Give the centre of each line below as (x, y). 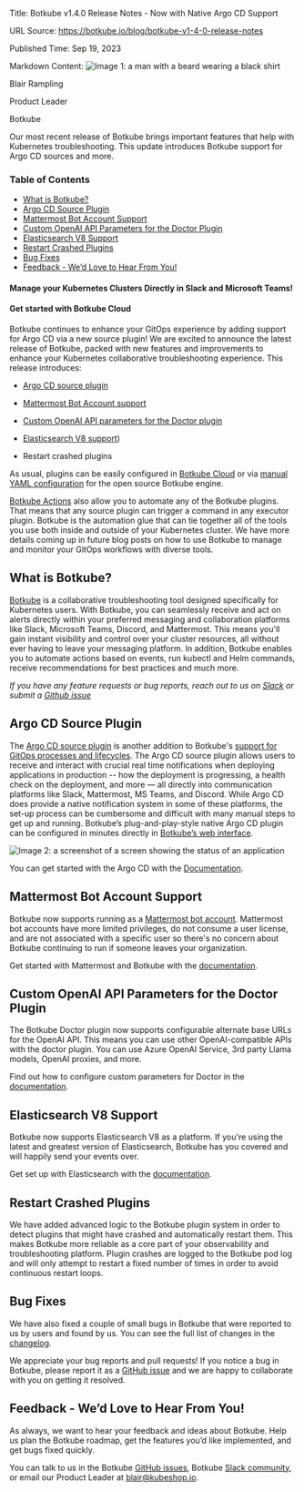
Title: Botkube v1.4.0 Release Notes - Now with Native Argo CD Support (144, 13)
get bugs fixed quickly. (52, 1450)
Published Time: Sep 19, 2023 (65, 48)
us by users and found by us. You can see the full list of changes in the (142, 1333)
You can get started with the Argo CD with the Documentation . (127, 868)
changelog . (30, 1343)
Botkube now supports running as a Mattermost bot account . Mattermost (147, 918)
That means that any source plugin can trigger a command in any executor (149, 511)
